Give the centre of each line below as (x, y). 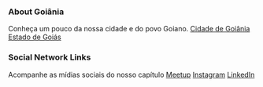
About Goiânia (36, 12)
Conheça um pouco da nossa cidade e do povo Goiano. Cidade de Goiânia (129, 29)
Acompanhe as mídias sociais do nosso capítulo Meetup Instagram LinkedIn (131, 74)
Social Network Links (50, 57)
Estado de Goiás (35, 37)
